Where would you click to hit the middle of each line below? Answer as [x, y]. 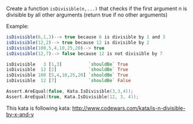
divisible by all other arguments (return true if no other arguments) [87, 15]
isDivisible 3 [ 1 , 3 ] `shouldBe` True [67, 64]
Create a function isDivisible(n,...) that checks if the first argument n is [97, 9]
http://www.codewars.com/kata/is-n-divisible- [129, 108]
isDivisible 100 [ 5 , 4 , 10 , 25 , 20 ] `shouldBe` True [67, 75]
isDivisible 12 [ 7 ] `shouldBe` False [69, 81]
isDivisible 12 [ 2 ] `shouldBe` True [67, 70]
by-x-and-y [20, 114]
